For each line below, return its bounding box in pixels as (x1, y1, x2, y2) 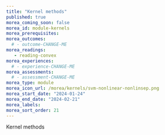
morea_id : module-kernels (6, 25, 70, 31)
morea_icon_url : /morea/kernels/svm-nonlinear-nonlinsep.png (6, 85, 160, 91)
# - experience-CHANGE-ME (11, 63, 75, 70)
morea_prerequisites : (6, 31, 60, 37)
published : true (6, 14, 46, 20)
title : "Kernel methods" (6, 8, 67, 15)
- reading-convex (14, 52, 57, 58)
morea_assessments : (6, 69, 54, 75)
